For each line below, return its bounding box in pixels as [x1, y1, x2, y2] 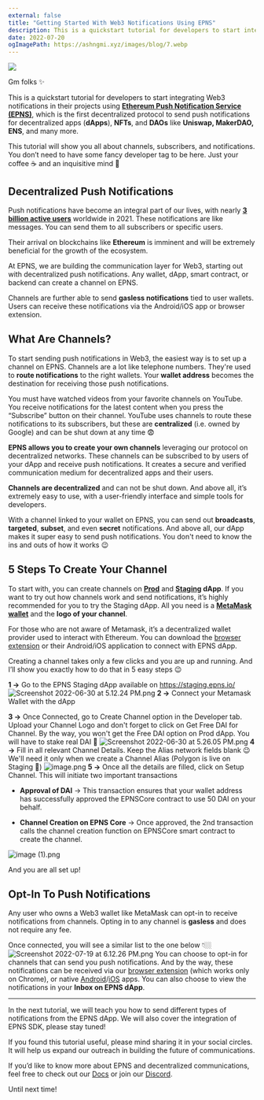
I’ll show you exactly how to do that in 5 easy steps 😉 [8, 665, 182, 674]
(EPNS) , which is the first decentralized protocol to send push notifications [8, 109, 250, 119]
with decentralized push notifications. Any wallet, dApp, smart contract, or [8, 269, 249, 279]
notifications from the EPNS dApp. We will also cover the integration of [8, 1013, 237, 1024]
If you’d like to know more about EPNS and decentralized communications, [8, 1061, 250, 1071]
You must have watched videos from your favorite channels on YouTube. [8, 394, 244, 403]
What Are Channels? [8, 332, 112, 346]
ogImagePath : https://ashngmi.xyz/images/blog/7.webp [8, 41, 189, 49]
